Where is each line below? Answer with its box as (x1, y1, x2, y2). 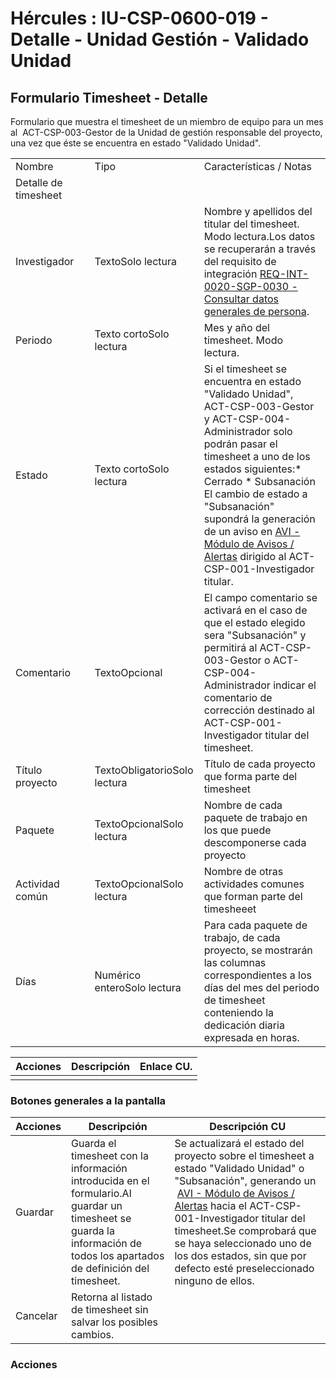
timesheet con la (71, 1149, 149, 1163)
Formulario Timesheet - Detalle (10, 89, 208, 106)
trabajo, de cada (203, 931, 281, 944)
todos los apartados (71, 1249, 165, 1263)
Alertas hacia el (174, 1199, 247, 1213)
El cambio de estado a (203, 487, 308, 501)
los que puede (203, 823, 272, 837)
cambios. (71, 1328, 115, 1342)
